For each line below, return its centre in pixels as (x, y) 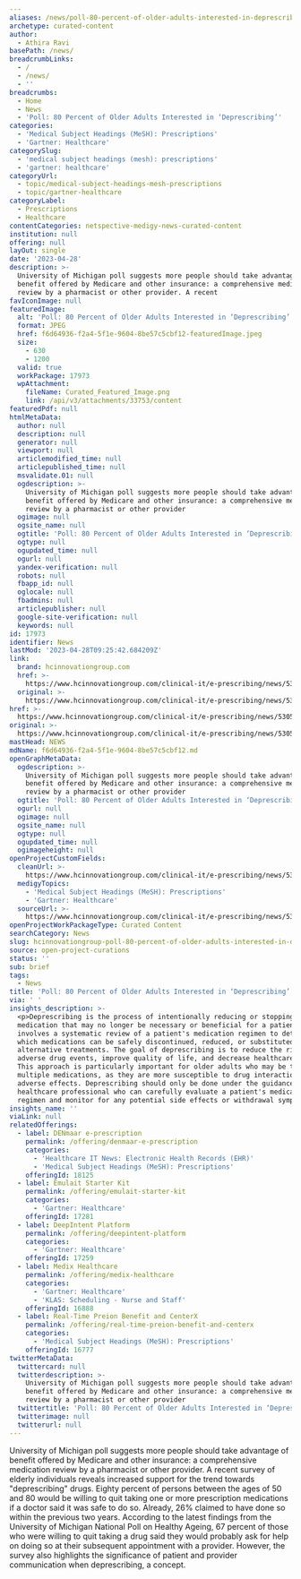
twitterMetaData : (42, 1358)
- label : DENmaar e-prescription (80, 1134)
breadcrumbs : (34, 92)
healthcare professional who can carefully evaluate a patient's (142, 1092)
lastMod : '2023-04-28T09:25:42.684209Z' (86, 650)
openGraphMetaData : (46, 759)
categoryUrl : (34, 176)
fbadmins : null (46, 601)
